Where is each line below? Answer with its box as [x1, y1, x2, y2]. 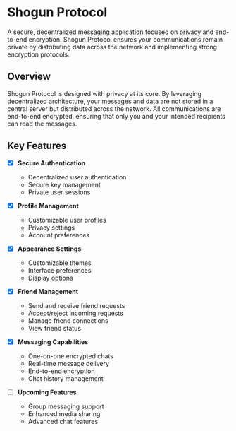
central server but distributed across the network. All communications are [7, 104, 221, 113]
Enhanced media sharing [27, 409, 101, 418]
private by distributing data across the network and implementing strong [7, 42, 217, 51]
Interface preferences [27, 266, 92, 274]
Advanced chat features [27, 417, 99, 425]
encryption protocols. [7, 50, 70, 59]
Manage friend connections [27, 316, 108, 325]
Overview [7, 71, 51, 83]
